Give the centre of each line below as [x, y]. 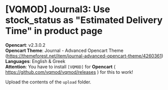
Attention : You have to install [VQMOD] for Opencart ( [61, 67]
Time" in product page [54, 31]
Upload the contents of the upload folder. [48, 82]
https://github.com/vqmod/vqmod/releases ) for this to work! [69, 72]
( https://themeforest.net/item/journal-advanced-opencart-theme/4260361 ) [84, 56]
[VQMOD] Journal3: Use [58, 9]
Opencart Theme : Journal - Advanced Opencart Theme [64, 50]
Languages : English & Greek [35, 61]
